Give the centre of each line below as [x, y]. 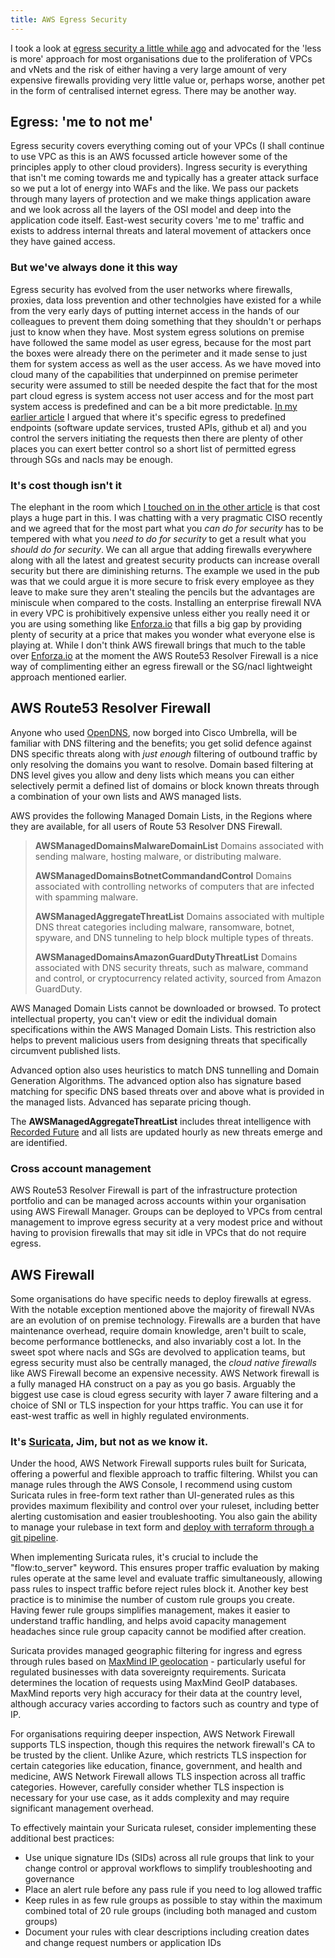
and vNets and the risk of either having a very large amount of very [148, 69]
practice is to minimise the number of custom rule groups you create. [152, 1600]
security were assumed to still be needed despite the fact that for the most [164, 385]
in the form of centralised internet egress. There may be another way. [153, 90]
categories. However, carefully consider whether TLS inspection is [147, 1787]
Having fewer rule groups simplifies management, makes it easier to [150, 1610]
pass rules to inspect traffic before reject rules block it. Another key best [159, 1589]
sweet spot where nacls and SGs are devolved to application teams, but [158, 1352]
